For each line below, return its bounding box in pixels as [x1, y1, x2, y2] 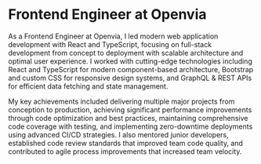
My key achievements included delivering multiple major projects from [8, 97, 235, 106]
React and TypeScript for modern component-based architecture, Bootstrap [8, 64, 254, 74]
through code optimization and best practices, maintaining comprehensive [8, 113, 248, 122]
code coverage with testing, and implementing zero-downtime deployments [8, 122, 253, 131]
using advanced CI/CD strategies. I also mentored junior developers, [8, 129, 229, 139]
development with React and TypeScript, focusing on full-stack [8, 39, 212, 49]
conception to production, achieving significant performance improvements [8, 104, 252, 115]
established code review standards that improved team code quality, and [8, 138, 243, 148]
